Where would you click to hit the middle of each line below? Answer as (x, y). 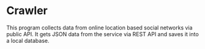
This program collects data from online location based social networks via (99, 28)
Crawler (27, 11)
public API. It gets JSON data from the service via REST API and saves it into (102, 34)
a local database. (28, 40)
